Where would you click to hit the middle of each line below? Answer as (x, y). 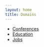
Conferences (25, 28)
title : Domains (21, 14)
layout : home (19, 10)
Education (22, 34)
